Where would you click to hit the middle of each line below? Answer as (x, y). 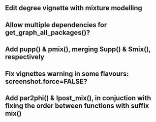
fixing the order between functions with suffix (77, 106)
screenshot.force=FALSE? (46, 81)
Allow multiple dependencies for (56, 25)
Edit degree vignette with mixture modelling (74, 8)
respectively (25, 57)
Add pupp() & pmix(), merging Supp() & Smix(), (78, 49)
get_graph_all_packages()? (47, 32)
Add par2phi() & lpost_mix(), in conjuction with (78, 98)
